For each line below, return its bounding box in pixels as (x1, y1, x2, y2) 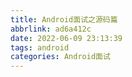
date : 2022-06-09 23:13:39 (10, 33, 123, 43)
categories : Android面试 (10, 52, 111, 62)
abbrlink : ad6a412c (10, 24, 92, 34)
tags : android (10, 42, 70, 53)
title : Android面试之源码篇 (10, 14, 118, 25)
